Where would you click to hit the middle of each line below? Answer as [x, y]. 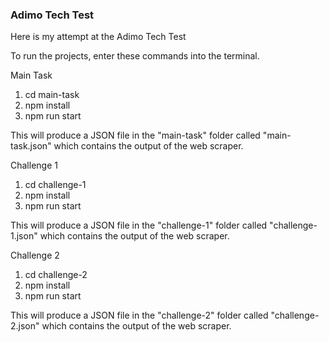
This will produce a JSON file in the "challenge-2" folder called [139, 315]
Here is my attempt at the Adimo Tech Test [98, 37]
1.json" [24, 236]
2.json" [25, 326]
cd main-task [52, 95]
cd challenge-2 [56, 275]
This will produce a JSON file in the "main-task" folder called [135, 135]
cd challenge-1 [55, 185]
